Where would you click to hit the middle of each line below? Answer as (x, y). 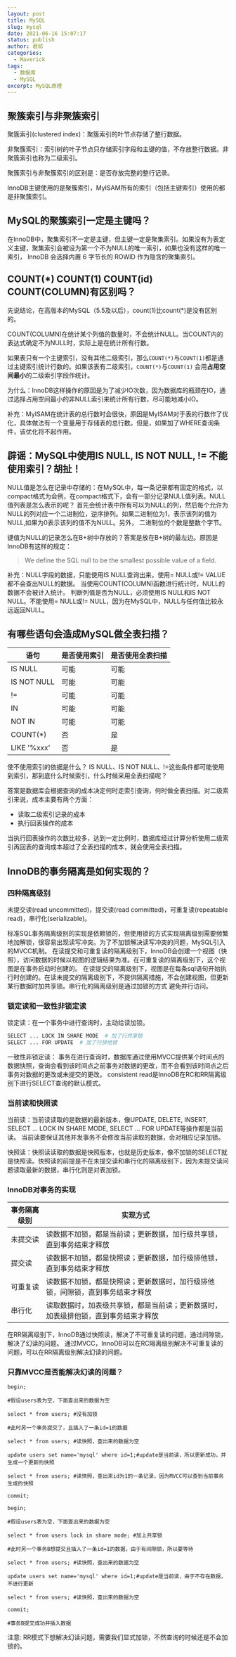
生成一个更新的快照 (31, 1462)
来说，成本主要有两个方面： (53, 799)
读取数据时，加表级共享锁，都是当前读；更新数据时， (134, 1305)
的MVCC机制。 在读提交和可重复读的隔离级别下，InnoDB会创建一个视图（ (114, 951)
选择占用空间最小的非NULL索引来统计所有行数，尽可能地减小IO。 (107, 399)
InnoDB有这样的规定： (39, 546)
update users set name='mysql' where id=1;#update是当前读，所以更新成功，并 (117, 1455)
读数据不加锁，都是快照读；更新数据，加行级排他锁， (134, 1258)
